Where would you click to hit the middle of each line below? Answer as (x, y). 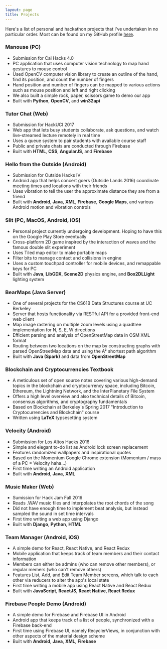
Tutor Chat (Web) (27, 113)
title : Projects (22, 15)
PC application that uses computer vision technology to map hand (80, 63)
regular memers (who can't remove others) (57, 570)
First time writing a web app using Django (55, 519)
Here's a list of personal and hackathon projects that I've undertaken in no (82, 29)
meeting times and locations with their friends (60, 186)
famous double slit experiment (44, 247)
